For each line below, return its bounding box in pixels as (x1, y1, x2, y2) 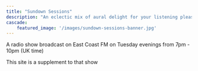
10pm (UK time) (6, 48, 44, 55)
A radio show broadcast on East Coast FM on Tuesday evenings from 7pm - (6, 41, 190, 48)
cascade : (6, 19, 28, 25)
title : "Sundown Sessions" (6, 8, 72, 15)
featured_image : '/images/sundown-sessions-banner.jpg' (16, 25, 157, 31)
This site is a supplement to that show (6, 59, 98, 66)
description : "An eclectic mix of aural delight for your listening (6, 14, 178, 20)
